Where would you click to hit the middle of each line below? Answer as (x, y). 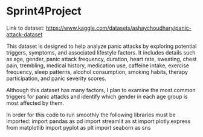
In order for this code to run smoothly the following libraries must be (91, 115)
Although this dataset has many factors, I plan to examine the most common (101, 90)
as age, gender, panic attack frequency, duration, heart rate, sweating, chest (101, 59)
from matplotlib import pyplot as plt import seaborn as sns (79, 127)
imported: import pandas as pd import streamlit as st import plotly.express (98, 121)
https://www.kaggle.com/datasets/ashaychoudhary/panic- (119, 28)
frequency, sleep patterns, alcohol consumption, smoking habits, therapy (97, 72)
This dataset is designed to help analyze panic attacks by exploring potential (101, 46)
